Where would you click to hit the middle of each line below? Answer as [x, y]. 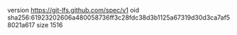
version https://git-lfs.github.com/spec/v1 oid [73, 10]
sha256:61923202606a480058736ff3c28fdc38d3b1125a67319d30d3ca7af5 [119, 17]
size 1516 [50, 25]
